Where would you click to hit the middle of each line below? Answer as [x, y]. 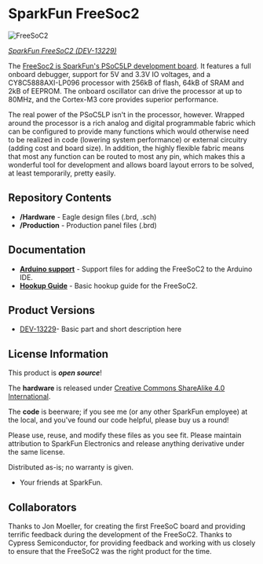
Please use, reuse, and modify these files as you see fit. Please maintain [125, 435]
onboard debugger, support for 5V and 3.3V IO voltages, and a [109, 74]
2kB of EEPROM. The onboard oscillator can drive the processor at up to [125, 90]
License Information [58, 354]
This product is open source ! [55, 373]
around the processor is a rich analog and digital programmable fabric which [132, 123]
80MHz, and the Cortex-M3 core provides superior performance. [113, 99]
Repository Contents [60, 198]
